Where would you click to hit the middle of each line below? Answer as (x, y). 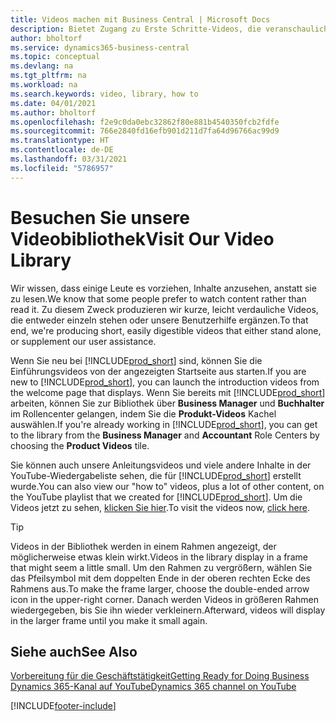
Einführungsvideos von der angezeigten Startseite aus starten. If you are (158, 371)
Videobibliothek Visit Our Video (142, 238)
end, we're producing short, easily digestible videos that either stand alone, (166, 330)
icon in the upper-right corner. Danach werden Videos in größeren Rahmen (164, 599)
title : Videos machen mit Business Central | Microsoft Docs (140, 19)
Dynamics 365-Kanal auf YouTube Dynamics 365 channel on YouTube (153, 687)
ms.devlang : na (42, 66)
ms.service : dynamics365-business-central (100, 47)
